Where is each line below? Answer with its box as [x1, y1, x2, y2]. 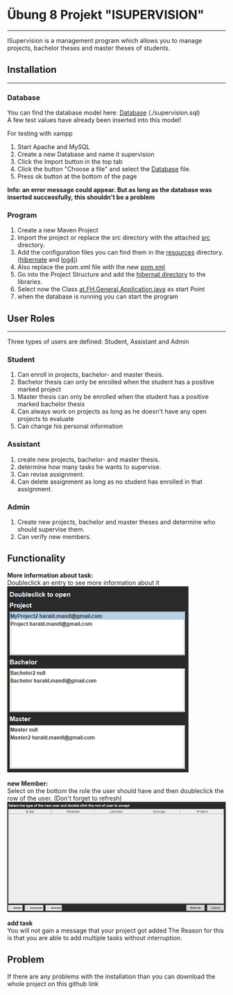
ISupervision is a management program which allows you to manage [7, 36, 202, 44]
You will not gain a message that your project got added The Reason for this [7, 926, 224, 935]
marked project [17, 385, 61, 393]
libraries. [17, 278, 43, 286]
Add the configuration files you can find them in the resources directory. [17, 248, 224, 257]
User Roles [7, 312, 55, 324]
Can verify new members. [17, 533, 92, 541]
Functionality [7, 552, 66, 565]
